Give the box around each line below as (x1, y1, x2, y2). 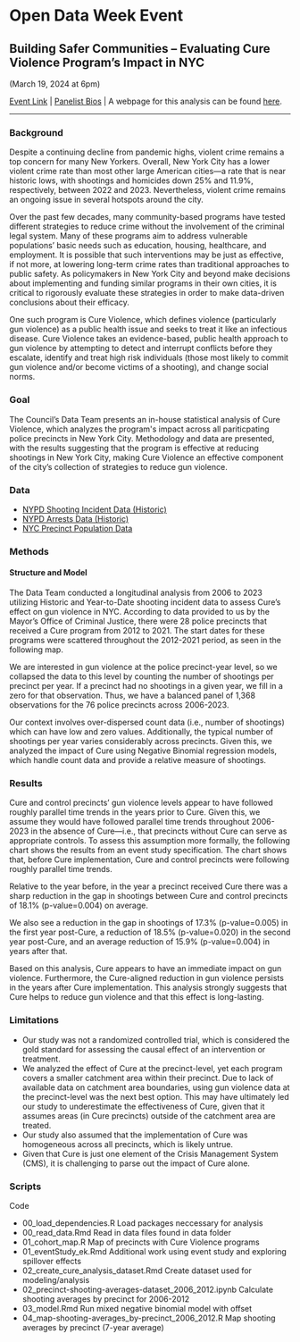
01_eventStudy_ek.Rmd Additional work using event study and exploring (21, 1246, 287, 1256)
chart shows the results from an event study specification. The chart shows (9, 845, 287, 856)
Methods (9, 545, 49, 558)
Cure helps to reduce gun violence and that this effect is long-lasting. (9, 992, 264, 1002)
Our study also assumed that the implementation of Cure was (21, 1129, 248, 1140)
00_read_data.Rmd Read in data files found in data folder (21, 1227, 232, 1237)
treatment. (21, 1053, 61, 1064)
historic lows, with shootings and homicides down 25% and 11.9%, (9, 175, 254, 186)
